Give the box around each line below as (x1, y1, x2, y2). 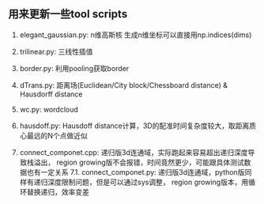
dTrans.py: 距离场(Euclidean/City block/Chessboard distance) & (19, 80, 228, 89)
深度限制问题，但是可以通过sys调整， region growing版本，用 (47, 177, 249, 187)
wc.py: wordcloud (19, 104, 79, 114)
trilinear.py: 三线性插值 (19, 47, 93, 56)
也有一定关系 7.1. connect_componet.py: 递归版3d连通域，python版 (26, 167, 245, 176)
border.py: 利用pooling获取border (19, 63, 130, 73)
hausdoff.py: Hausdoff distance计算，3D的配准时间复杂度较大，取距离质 (19, 121, 257, 130)
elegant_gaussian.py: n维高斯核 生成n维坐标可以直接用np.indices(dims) (19, 30, 252, 40)
